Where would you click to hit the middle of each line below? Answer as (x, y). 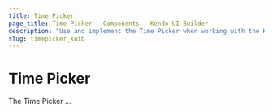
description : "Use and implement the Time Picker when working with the (134, 31)
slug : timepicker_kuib (47, 39)
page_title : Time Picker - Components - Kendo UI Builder (108, 24)
